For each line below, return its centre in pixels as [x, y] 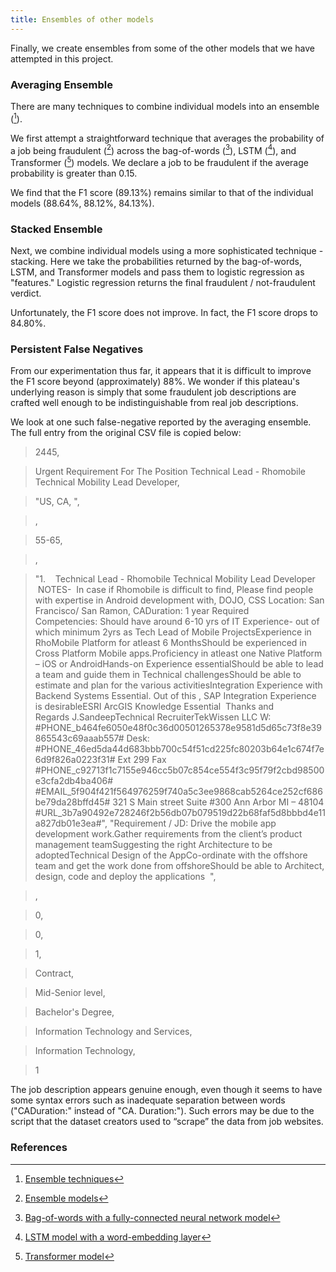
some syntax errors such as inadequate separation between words [148, 1100]
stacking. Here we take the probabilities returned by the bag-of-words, [156, 262]
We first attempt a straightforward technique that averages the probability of [167, 138]
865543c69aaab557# [79, 738]
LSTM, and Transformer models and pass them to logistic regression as [157, 272]
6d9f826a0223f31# [75, 760]
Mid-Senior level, [70, 993]
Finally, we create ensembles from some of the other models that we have [163, 48]
